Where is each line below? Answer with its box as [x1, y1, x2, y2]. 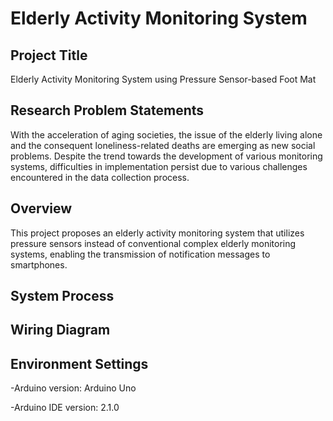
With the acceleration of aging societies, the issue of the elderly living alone [10, 128, 323, 141]
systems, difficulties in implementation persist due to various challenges [10, 160, 308, 172]
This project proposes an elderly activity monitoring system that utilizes [10, 227, 305, 239]
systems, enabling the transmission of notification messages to [10, 248, 271, 260]
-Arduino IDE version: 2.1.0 [10, 402, 120, 414]
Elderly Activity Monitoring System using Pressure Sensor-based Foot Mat [10, 73, 317, 85]
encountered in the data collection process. [10, 171, 190, 183]
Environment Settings [10, 355, 149, 372]
